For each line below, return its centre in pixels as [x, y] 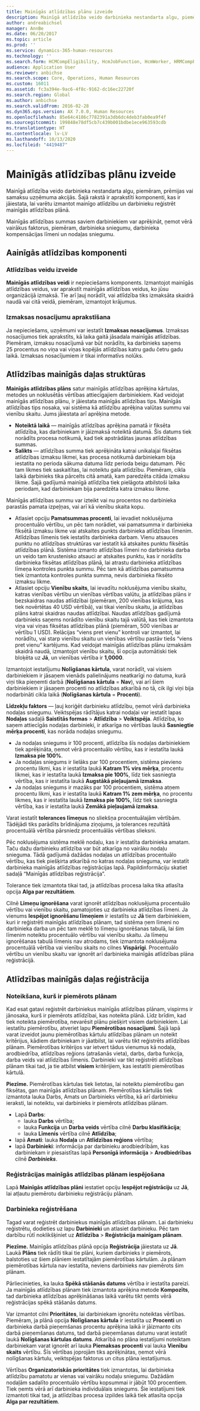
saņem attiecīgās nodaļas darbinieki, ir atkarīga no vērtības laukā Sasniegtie [100, 725]
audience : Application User [41, 67]
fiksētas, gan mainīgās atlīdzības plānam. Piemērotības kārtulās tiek [90, 1090]
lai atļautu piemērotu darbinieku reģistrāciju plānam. [70, 1194]
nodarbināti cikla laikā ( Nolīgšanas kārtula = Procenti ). [74, 695]
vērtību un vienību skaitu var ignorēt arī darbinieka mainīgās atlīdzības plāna [100, 954]
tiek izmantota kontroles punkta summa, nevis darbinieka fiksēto [94, 575]
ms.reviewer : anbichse [34, 73]
